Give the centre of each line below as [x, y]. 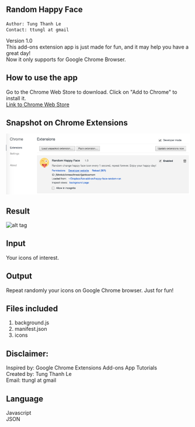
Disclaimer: [27, 353]
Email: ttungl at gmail [31, 380]
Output [19, 276]
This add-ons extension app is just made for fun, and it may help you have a [97, 47]
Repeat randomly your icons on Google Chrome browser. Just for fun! [90, 290]
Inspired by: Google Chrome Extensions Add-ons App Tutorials [82, 368]
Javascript [19, 413]
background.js [32, 323]
